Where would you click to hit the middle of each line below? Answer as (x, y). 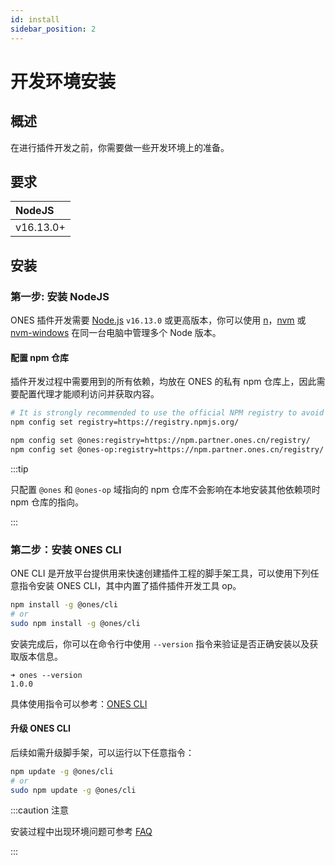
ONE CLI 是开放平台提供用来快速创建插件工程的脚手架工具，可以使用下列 (160, 573)
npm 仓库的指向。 (47, 502)
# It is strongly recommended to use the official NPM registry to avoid (167, 413)
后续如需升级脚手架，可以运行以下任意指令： (102, 752)
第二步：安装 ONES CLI (66, 549)
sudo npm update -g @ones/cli (73, 790)
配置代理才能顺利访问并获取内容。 (89, 394)
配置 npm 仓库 (39, 357)
